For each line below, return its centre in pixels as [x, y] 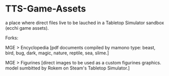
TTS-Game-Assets [46, 9]
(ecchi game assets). [27, 28]
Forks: [12, 38]
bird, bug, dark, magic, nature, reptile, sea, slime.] [57, 53]
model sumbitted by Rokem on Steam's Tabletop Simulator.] [68, 68]
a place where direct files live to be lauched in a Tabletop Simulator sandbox [85, 23]
